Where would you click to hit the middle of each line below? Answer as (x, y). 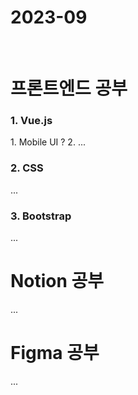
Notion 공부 (57, 281)
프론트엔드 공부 (69, 88)
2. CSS (27, 168)
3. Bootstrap (41, 216)
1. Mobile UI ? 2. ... (48, 142)
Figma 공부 (55, 353)
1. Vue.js (31, 121)
